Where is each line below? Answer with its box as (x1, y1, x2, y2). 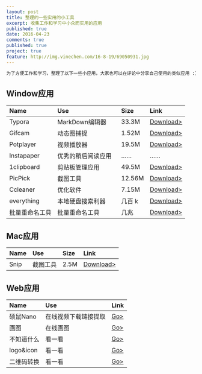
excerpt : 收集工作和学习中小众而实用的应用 (6, 20, 102, 26)
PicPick (9, 174, 31, 183)
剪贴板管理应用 (57, 163, 100, 172)
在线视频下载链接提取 (45, 312, 106, 320)
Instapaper (9, 151, 40, 160)
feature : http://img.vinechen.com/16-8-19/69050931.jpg (6, 54, 149, 60)
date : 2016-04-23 (6, 31, 50, 37)
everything (9, 197, 40, 205)
